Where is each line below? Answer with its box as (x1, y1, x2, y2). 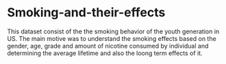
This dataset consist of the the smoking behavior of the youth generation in (7, 27, 220, 35)
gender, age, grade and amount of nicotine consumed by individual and (7, 42, 209, 50)
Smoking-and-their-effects (7, 5, 166, 20)
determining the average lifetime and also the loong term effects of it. (7, 49, 203, 57)
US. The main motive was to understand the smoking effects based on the (7, 34, 217, 42)
